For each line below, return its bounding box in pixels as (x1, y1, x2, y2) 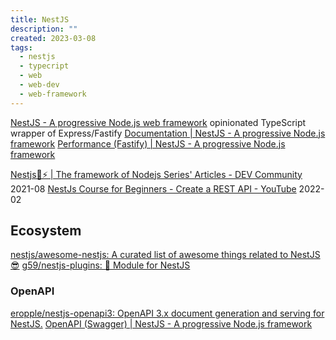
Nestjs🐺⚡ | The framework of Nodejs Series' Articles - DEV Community (10, 168, 303, 180)
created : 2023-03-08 (10, 33, 97, 43)
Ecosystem (10, 222, 82, 240)
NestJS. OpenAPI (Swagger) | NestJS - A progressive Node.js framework (10, 317, 313, 330)
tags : (10, 42, 33, 53)
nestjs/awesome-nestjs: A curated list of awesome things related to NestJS (10, 249, 321, 261)
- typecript (19, 61, 70, 71)
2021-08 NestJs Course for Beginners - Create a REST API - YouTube (10, 182, 297, 195)
